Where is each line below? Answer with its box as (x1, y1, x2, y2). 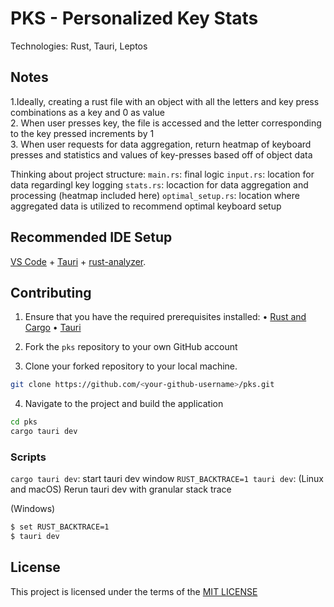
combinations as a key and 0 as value (10, 106, 165, 118)
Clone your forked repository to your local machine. (24, 360, 238, 372)
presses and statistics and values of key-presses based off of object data (10, 148, 313, 161)
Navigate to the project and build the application (24, 398, 224, 410)
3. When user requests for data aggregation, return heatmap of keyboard (10, 138, 312, 150)
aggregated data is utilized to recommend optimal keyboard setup (10, 200, 282, 212)
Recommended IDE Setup (10, 229, 173, 246)
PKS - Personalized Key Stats (10, 7, 259, 30)
